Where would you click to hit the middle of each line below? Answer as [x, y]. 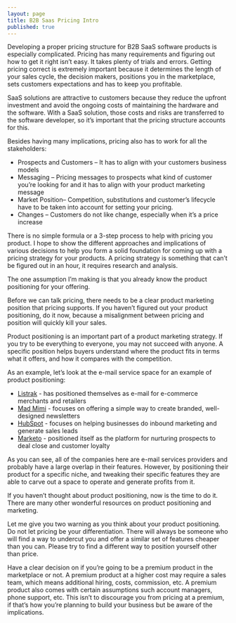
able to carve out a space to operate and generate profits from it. [101, 482]
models [28, 170]
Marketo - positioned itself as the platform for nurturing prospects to [117, 438]
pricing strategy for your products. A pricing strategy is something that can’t [118, 258]
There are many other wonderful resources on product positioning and [110, 503]
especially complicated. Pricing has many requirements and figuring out [111, 54]
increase [30, 222]
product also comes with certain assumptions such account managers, [110, 590]
